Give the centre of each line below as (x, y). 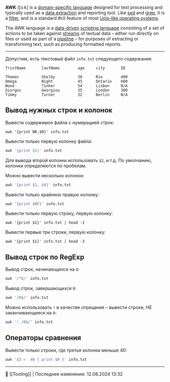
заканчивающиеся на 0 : (31, 313)
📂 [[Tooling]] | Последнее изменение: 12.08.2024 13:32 (64, 374)
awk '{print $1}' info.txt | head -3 (45, 242)
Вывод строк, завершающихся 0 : (41, 289)
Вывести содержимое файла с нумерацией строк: (60, 122)
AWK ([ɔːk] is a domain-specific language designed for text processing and (84, 7)
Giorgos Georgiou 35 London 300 (67, 90)
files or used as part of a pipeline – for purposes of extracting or (72, 39)
